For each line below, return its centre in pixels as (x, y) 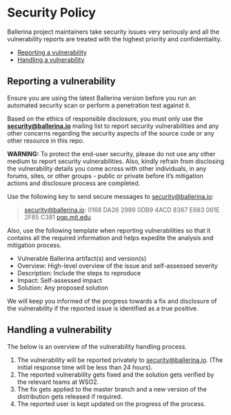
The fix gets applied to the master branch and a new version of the (112, 389)
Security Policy (52, 13)
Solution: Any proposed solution (63, 288)
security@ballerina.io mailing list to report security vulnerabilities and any (113, 126)
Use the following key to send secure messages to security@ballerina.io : (110, 196)
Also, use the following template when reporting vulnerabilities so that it (109, 230)
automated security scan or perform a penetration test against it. (99, 105)
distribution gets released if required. (70, 396)
